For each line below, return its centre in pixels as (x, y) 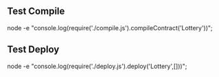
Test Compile (36, 11)
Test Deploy (33, 50)
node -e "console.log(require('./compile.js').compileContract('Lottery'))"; (110, 27)
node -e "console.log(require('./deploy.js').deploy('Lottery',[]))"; (97, 66)
